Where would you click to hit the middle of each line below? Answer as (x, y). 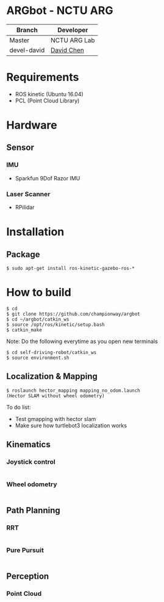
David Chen (67, 50)
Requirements (43, 77)
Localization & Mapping (52, 376)
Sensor (20, 148)
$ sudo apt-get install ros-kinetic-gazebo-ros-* (71, 269)
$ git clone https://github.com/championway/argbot (73, 314)
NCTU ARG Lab (73, 40)
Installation (35, 232)
